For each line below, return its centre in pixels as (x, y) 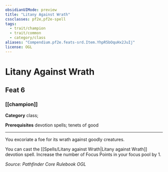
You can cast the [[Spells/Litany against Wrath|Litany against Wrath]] (76, 149)
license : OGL (19, 47)
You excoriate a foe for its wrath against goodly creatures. (65, 139)
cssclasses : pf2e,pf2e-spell (35, 19)
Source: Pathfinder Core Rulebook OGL (46, 164)
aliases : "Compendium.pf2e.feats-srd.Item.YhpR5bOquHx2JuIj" (70, 42)
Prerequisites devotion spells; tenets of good (52, 125)
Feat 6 (15, 90)
